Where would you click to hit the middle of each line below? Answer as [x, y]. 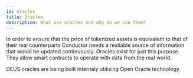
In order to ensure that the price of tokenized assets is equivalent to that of [97, 39]
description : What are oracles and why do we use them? [76, 22]
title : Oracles [25, 17]
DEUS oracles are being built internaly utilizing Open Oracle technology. [94, 69]
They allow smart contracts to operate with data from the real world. [89, 58]
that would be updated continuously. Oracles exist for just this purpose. [93, 52]
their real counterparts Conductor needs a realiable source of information [95, 45]
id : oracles [21, 11]
